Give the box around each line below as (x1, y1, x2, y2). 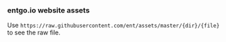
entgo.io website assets (7, 6, 90, 15)
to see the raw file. (7, 28, 61, 36)
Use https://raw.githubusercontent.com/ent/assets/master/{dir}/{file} (7, 21, 220, 30)
